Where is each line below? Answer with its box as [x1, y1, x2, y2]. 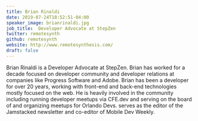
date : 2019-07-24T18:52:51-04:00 [6, 14, 89, 20]
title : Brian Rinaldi [6, 8, 60, 15]
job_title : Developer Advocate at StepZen [6, 25, 116, 32]
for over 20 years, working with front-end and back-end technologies [6, 83, 177, 90]
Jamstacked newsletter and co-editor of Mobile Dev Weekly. [6, 108, 155, 115]
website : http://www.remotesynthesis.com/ [6, 42, 113, 48]
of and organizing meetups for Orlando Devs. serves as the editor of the [6, 102, 184, 109]
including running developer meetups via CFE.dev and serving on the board [6, 95, 192, 103]
